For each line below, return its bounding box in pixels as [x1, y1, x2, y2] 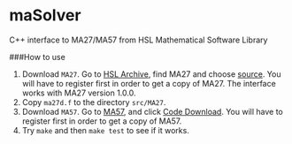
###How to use [9, 51, 66, 62]
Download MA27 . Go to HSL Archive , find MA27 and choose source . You [21, 68, 281, 80]
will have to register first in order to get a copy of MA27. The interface [21, 78, 276, 88]
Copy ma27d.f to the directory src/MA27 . [21, 96, 166, 107]
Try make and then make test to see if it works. [21, 125, 190, 135]
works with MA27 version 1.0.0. [21, 87, 136, 98]
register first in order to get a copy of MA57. [21, 116, 182, 126]
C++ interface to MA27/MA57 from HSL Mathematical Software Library [9, 34, 268, 45]
